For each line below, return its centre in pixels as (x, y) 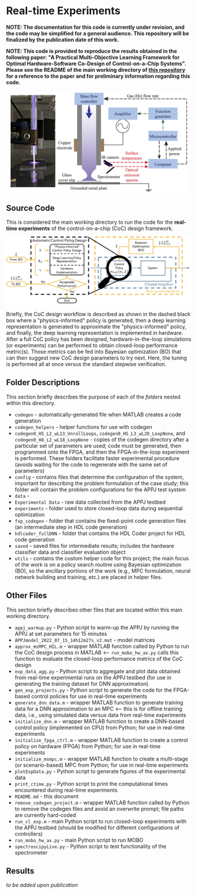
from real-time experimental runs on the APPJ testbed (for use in (93, 677)
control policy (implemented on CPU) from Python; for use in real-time (100, 727)
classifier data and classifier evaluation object (70, 552)
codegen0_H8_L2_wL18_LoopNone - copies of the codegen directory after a (102, 439)
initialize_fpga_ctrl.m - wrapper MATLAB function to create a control (101, 740)
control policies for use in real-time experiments (89, 696)
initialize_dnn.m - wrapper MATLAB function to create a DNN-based (99, 721)
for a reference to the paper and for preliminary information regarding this (98, 76)
